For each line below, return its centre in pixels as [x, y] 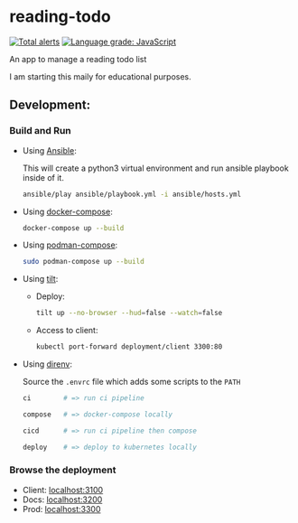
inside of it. [43, 177]
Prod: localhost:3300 [61, 509]
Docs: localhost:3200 [62, 500]
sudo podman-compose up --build [83, 262]
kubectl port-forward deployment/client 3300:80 [129, 347]
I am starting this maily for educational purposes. [100, 76]
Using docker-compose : [67, 211]
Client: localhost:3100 [63, 490]
